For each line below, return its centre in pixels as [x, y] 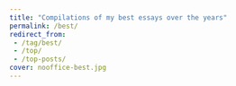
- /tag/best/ [38, 43]
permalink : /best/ [44, 26]
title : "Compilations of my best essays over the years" [118, 17]
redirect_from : [38, 34]
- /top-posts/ [40, 59]
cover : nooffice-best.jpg [58, 68]
